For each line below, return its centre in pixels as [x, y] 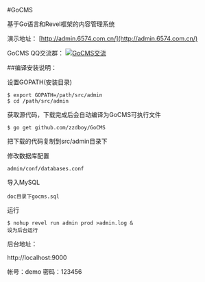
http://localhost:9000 [37, 257]
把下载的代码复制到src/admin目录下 [57, 141]
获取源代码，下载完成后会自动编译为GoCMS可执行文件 [84, 115]
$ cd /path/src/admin [38, 101]
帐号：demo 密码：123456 [45, 272]
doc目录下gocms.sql [33, 196]
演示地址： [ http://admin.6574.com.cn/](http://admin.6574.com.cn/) [102, 38]
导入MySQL [24, 182]
